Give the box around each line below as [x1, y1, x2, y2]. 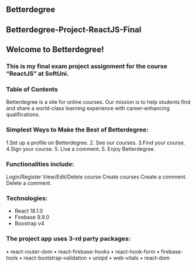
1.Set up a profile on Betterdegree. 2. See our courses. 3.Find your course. [6, 139, 185, 146]
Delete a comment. [6, 179, 52, 187]
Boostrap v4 [14, 220, 45, 227]
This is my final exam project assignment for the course [6, 62, 168, 70]
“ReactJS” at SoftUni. [6, 70, 69, 78]
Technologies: [6, 194, 48, 202]
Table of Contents [6, 85, 59, 93]
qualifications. [6, 111, 40, 118]
